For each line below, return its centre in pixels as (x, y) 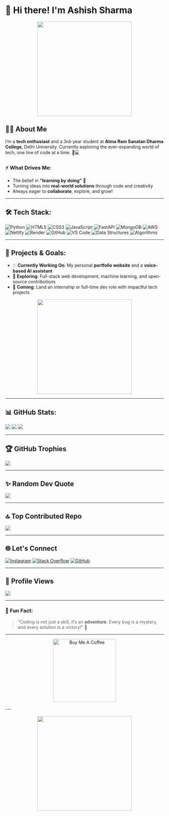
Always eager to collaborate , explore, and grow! (63, 192)
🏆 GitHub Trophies (36, 449)
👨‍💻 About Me (26, 129)
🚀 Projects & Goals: (36, 253)
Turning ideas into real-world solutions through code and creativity (83, 186)
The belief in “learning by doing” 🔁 (49, 180)
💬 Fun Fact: (19, 611)
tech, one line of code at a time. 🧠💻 (42, 152)
